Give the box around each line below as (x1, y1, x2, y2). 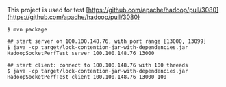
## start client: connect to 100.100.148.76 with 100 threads (7, 62, 188, 69)
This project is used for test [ (7, 6, 89, 14)
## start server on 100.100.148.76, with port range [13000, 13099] (7, 38, 207, 45)
